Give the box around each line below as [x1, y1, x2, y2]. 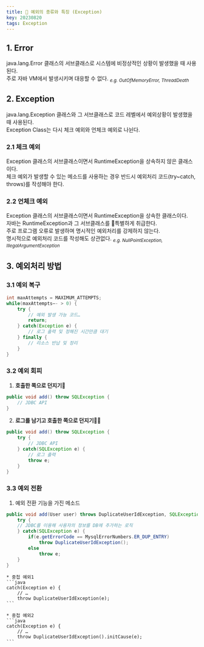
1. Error [6, 43, 34, 53]
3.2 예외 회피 [6, 367, 42, 375]
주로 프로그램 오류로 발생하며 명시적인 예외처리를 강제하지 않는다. [6, 227, 161, 235]
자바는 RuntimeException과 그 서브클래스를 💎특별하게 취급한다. [6, 220, 157, 227]
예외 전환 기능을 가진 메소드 [15, 499, 81, 507]
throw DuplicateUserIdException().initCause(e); [17, 634, 143, 640]
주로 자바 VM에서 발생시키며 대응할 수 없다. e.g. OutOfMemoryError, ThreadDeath [6, 75, 189, 83]
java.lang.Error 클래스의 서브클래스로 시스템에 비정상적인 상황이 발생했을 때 [6, 60, 185, 67]
